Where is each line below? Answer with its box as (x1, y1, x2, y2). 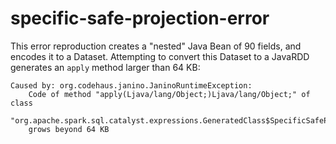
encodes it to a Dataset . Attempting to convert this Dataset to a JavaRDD (10, 50, 310, 62)
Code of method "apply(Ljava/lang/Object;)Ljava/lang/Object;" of (28, 89, 311, 99)
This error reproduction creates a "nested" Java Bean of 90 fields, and (10, 40, 302, 52)
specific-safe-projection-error (10, 7, 270, 30)
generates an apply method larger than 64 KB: (10, 61, 201, 73)
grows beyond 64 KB (28, 124, 110, 134)
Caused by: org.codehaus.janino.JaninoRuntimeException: (10, 80, 253, 91)
